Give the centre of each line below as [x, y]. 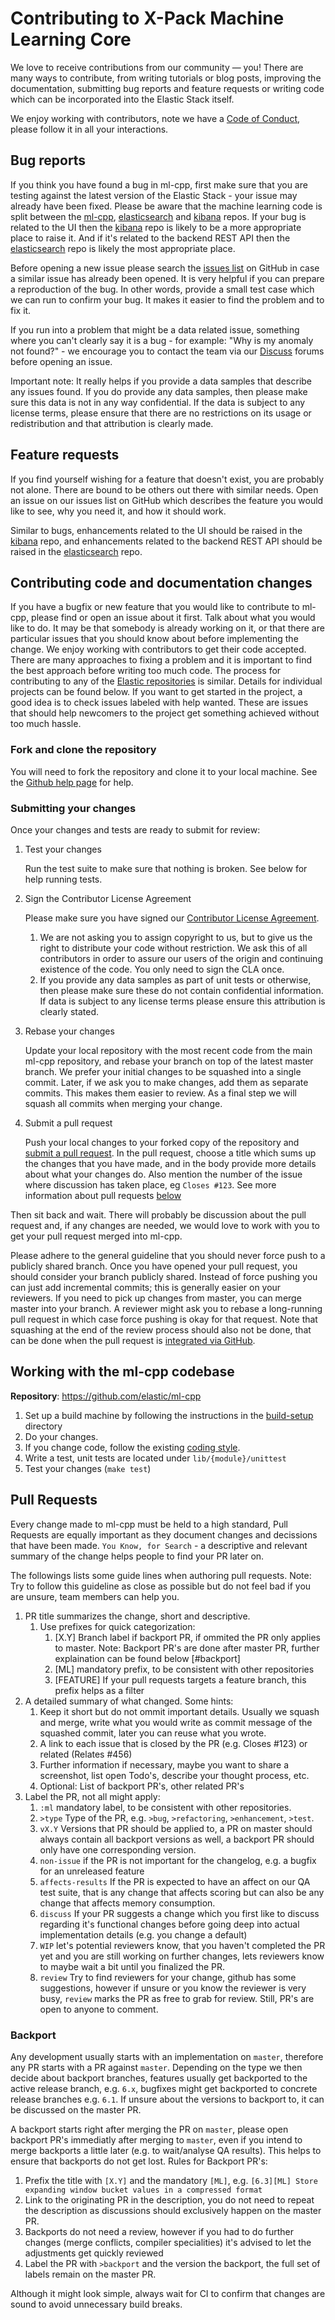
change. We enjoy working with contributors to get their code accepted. [158, 649]
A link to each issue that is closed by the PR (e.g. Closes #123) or [173, 1743]
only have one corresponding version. [118, 1849]
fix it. [21, 310]
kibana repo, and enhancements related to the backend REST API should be [166, 541]
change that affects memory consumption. [127, 1903]
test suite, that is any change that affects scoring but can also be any [182, 1892]
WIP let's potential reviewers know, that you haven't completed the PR [182, 1945]
